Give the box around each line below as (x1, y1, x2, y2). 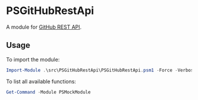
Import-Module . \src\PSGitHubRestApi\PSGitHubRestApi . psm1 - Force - (6, 67, 178, 73)
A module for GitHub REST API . (6, 23, 82, 30)
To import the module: (6, 56, 60, 63)
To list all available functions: (6, 78, 77, 85)
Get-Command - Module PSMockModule (6, 89, 91, 95)
